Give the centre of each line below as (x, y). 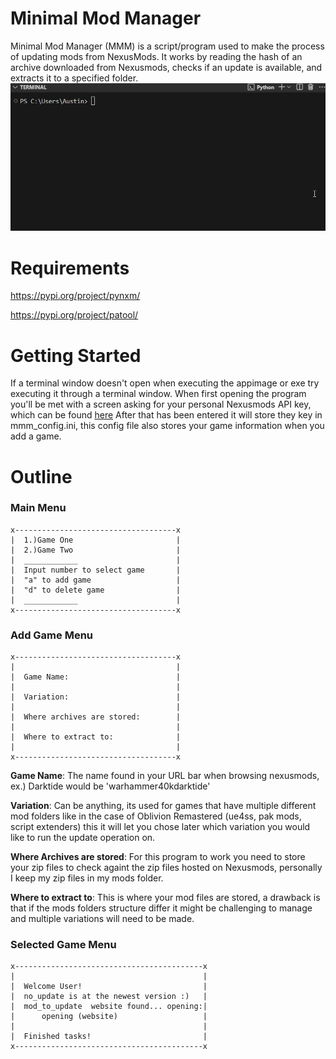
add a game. (36, 436)
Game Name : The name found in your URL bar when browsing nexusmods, (165, 776)
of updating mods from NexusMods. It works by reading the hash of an (156, 56)
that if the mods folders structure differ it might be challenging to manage (161, 908)
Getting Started (76, 355)
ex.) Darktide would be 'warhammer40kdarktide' (110, 786)
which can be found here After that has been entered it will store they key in (166, 415)
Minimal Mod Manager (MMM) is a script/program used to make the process (167, 46)
